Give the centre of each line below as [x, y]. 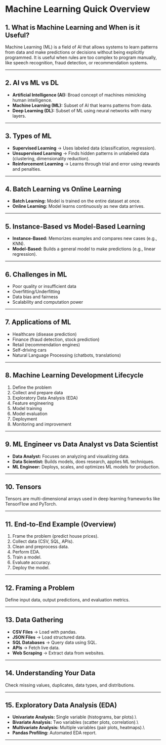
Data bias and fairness [35, 297]
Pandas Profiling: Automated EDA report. [54, 733]
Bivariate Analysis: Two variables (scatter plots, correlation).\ [75, 722]
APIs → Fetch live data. [36, 648]
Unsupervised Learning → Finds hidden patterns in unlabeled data [81, 153]
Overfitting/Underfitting [36, 292]
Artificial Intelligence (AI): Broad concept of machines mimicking [79, 94]
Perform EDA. [26, 552]
